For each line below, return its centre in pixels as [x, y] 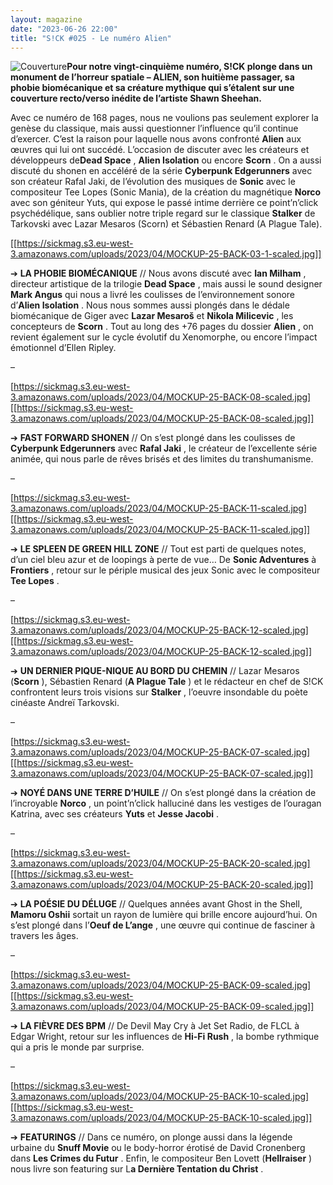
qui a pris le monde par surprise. [77, 1047]
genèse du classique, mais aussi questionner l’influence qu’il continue [154, 128]
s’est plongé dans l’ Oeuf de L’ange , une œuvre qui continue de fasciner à [163, 925]
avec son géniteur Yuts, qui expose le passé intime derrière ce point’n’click [164, 203]
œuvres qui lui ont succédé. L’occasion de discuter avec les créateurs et [160, 150]
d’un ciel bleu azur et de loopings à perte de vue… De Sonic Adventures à [163, 560]
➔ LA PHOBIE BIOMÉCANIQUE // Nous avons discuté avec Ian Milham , [158, 273]
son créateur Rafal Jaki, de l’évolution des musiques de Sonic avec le [153, 182]
